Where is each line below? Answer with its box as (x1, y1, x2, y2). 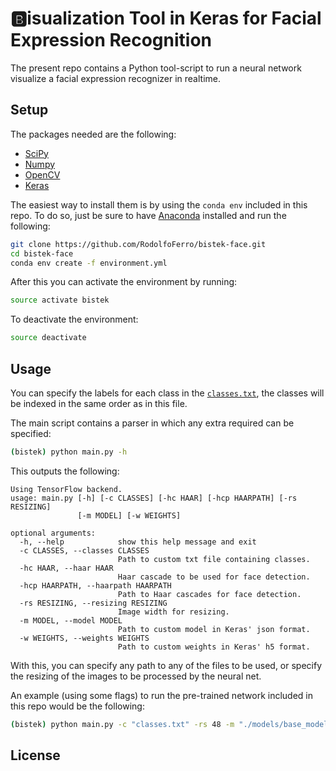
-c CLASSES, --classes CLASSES (19, 545, 150, 556)
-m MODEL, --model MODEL (19, 615, 123, 626)
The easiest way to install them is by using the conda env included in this (10, 198, 308, 211)
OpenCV (24, 168, 61, 181)
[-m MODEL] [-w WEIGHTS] (77, 510, 182, 521)
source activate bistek (10, 295, 110, 306)
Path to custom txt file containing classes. (117, 554, 311, 564)
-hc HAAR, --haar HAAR (19, 563, 114, 573)
